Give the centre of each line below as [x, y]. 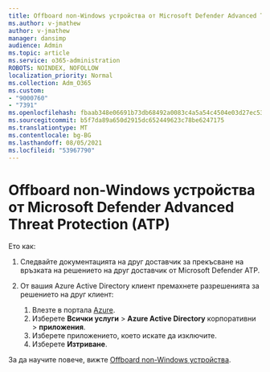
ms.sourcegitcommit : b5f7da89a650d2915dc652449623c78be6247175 [117, 121]
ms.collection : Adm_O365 [50, 83]
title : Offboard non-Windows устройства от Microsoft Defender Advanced [133, 16]
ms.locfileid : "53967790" [51, 150]
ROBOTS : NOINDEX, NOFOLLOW [53, 68]
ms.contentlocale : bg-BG [50, 135]
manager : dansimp [37, 38]
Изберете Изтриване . [70, 344]
